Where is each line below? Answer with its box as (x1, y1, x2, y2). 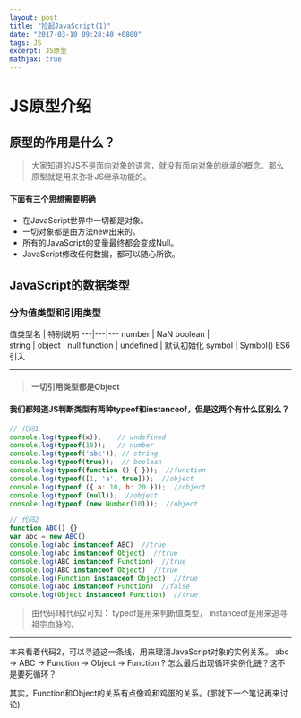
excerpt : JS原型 (9, 47, 67, 56)
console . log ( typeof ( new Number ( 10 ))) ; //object (9, 499, 199, 508)
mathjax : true (9, 55, 63, 64)
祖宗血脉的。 (30, 619, 79, 630)
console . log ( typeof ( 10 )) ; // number (9, 441, 154, 450)
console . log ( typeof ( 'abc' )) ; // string (9, 449, 159, 458)
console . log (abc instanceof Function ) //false (9, 582, 191, 592)
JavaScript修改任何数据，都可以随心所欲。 (21, 248, 181, 260)
